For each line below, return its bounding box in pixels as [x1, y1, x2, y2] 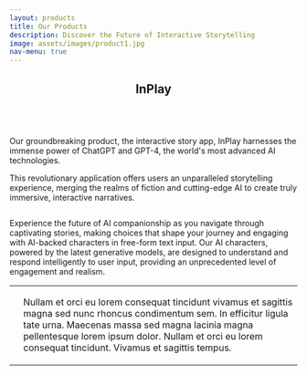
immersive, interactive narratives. [9, 192, 135, 203]
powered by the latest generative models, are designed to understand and [9, 246, 289, 257]
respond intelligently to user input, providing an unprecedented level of [9, 256, 277, 267]
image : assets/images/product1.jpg [9, 38, 145, 48]
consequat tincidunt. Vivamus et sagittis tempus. [23, 341, 232, 354]
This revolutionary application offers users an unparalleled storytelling [9, 172, 273, 183]
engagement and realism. [9, 266, 106, 276]
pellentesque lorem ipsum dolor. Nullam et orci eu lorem [23, 329, 263, 342]
